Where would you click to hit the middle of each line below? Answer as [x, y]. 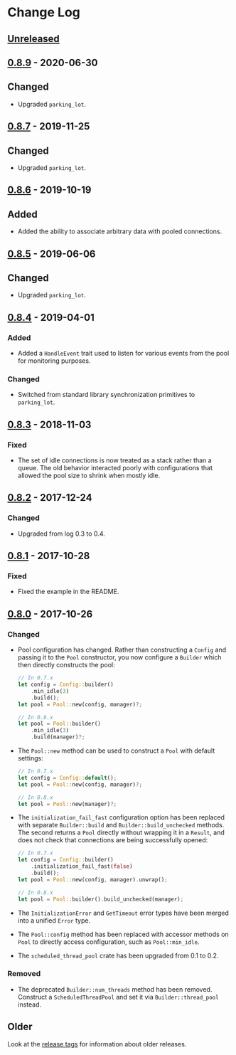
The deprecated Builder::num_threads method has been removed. [115, 989]
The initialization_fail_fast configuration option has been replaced [121, 817]
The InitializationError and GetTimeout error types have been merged [123, 913]
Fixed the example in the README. [68, 592]
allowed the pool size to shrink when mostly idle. [89, 476]
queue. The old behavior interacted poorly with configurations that [115, 468]
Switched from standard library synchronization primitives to [106, 395]
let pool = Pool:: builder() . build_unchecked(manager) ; [101, 899]
